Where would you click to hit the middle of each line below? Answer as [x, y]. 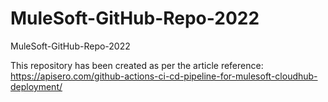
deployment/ [36, 86]
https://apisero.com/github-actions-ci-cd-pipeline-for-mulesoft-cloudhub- [164, 76]
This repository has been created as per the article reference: [137, 65]
